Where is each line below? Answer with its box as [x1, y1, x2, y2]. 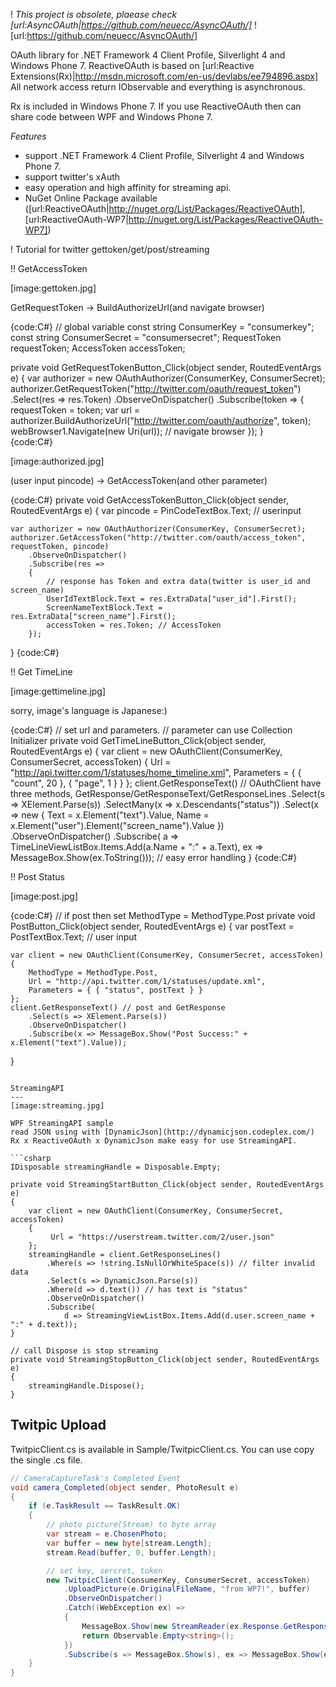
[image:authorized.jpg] [10, 455, 105, 467]
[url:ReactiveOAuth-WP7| [24, 214, 129, 225]
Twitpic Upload [10, 1417, 107, 1434]
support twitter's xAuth [24, 171, 121, 183]
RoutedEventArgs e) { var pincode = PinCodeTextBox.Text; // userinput [10, 505, 302, 516]
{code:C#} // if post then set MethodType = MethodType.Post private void [10, 910, 316, 921]
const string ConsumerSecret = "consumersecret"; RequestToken [10, 332, 282, 343]
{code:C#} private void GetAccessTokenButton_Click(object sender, [10, 494, 289, 506]
